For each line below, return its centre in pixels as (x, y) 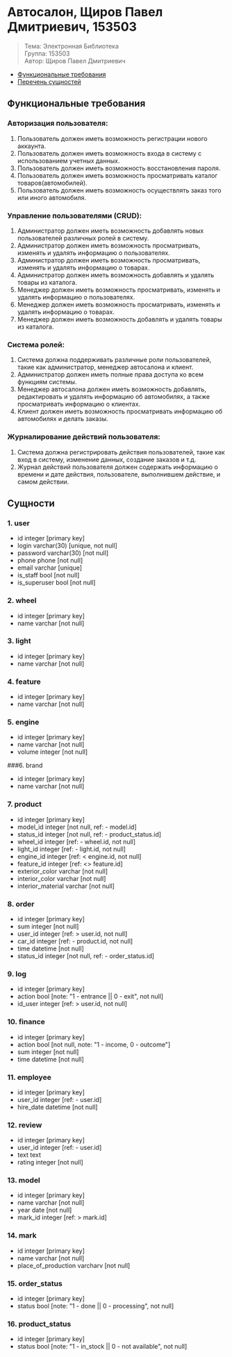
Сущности (31, 503)
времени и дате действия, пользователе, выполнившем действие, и (119, 474)
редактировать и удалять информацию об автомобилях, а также (114, 397)
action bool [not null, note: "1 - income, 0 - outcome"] (94, 1044)
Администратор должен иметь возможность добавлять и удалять (116, 274)
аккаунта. (32, 146)
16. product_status (39, 1324)
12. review (25, 1125)
